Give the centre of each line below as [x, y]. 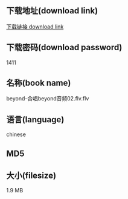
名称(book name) [39, 83]
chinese [16, 134]
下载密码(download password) [64, 47]
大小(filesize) [31, 176]
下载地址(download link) [52, 11]
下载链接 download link [35, 27]
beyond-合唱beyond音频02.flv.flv [48, 99]
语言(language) [35, 119]
